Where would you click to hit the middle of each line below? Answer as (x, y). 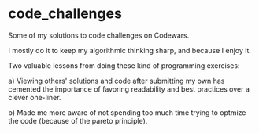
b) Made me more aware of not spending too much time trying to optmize (127, 112)
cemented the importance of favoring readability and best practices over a (129, 89)
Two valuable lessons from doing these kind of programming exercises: (124, 65)
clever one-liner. (35, 97)
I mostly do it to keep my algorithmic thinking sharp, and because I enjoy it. (130, 50)
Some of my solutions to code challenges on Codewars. (99, 35)
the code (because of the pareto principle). (78, 120)
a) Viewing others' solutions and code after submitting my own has (117, 81)
